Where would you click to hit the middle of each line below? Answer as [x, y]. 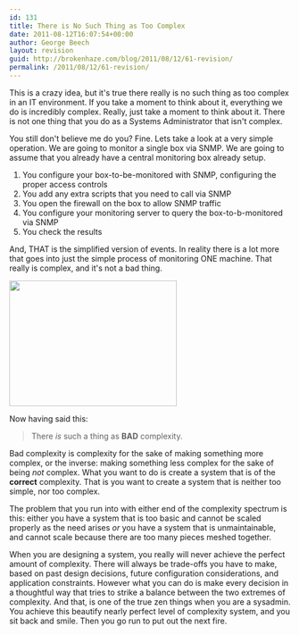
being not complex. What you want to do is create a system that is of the [142, 472]
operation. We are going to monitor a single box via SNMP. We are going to [147, 147]
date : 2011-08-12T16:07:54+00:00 [71, 34]
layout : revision [42, 51]
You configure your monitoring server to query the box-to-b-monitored [152, 213]
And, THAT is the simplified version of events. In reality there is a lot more [144, 249]
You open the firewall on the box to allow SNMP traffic [121, 203]
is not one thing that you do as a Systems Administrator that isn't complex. [146, 121]
